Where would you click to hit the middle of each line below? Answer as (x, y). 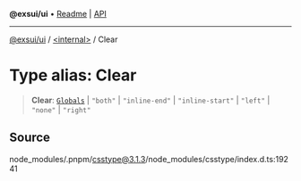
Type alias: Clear (73, 75)
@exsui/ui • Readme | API (58, 14)
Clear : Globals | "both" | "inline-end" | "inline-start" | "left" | (150, 100)
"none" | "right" (61, 109)
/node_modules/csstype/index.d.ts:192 (217, 159)
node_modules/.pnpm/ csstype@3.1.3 (77, 159)
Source (30, 138)
